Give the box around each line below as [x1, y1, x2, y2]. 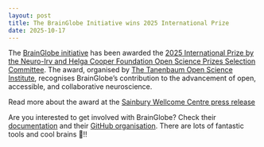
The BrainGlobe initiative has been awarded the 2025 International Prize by [8, 48, 254, 58]
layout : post [8, 11, 52, 20]
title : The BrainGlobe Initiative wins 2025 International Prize [8, 19, 229, 27]
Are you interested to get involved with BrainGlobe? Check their [8, 113, 216, 122]
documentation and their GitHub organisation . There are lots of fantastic [8, 121, 244, 131]
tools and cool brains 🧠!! [8, 130, 87, 139]
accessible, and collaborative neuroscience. [8, 82, 153, 91]
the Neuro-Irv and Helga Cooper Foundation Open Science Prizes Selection [8, 56, 256, 66]
